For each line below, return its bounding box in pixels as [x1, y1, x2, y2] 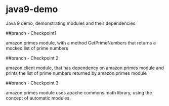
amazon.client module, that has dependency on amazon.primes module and [6, 65, 164, 71]
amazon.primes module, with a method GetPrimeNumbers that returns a [6, 39, 156, 46]
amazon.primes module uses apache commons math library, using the [6, 89, 152, 95]
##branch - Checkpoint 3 [6, 80, 59, 86]
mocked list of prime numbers [6, 45, 68, 51]
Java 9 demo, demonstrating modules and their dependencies [6, 20, 136, 26]
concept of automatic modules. [6, 95, 71, 101]
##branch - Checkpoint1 [6, 30, 57, 36]
